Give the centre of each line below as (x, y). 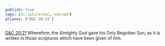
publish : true (20, 10)
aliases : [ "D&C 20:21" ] (30, 19)
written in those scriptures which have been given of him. (63, 38)
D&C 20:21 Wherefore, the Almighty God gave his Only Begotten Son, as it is (83, 33)
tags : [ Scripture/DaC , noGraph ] (38, 14)
